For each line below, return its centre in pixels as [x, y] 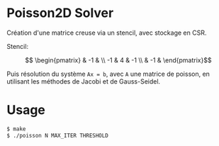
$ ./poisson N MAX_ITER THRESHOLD [58, 135]
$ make [16, 129]
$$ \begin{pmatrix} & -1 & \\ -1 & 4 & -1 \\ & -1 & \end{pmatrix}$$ [118, 60]
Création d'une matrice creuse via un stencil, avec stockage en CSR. [107, 33]
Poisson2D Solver [60, 13]
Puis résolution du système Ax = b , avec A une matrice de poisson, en [108, 74]
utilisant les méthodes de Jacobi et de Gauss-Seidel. [84, 81]
